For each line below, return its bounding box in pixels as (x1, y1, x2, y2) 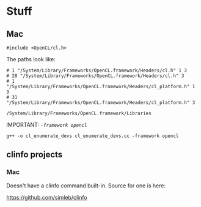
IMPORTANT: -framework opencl (6, 121, 87, 128)
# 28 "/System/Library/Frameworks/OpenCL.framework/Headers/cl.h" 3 (6, 73, 185, 79)
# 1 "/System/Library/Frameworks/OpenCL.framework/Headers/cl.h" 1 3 (6, 67, 188, 73)
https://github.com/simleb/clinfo (6, 194, 87, 201)
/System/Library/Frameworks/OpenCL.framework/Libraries (6, 110, 152, 116)
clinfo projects (6, 149, 63, 160)
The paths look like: (6, 56, 56, 62)
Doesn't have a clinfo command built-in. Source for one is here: (6, 182, 166, 189)
